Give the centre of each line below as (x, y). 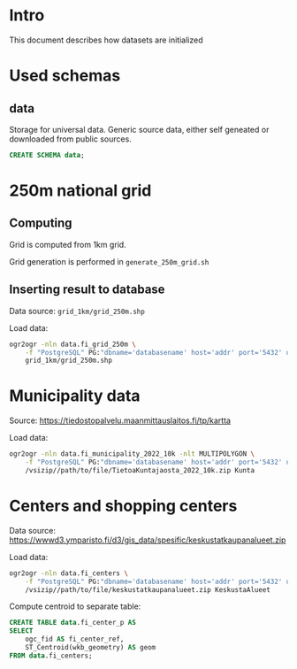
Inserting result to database (87, 290)
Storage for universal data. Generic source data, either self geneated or (139, 129)
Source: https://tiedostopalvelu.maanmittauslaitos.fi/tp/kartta (120, 420)
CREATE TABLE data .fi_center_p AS (73, 623)
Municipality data (75, 396)
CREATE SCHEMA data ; (47, 155)
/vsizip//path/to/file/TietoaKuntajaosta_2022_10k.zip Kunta (140, 470)
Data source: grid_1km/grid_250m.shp (77, 311)
